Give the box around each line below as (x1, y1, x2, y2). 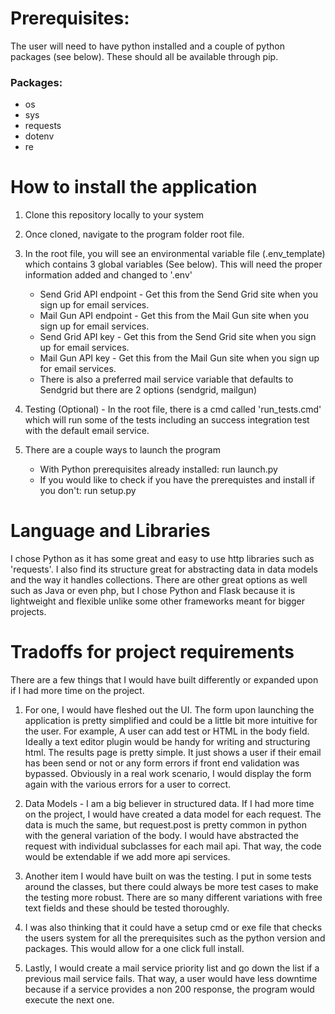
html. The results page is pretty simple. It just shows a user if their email (24, 747, 322, 759)
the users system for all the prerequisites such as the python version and (24, 932, 326, 944)
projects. (10, 606, 47, 618)
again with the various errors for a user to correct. (24, 778, 232, 791)
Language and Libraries (10, 520, 211, 542)
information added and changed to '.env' (24, 269, 193, 281)
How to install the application (10, 176, 258, 199)
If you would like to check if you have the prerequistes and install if (39, 474, 315, 486)
